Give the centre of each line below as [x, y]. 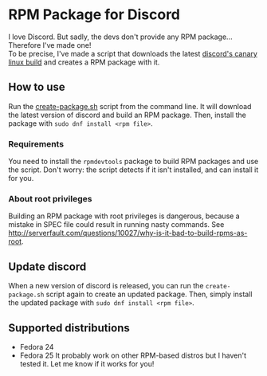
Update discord [47, 266]
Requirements [36, 143]
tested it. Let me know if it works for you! [87, 363]
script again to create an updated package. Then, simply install [149, 294]
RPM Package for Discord [94, 15]
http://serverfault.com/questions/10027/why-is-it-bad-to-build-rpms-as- [128, 233]
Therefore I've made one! [50, 45]
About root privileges [50, 198]
